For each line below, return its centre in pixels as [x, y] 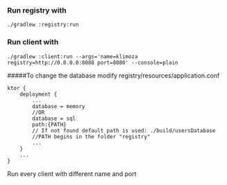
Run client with [33, 42]
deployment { [39, 94]
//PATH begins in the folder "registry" [91, 136]
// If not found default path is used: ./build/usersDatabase [124, 130]
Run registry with [37, 10]
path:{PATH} [50, 124]
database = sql [54, 118]
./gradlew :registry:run [43, 25]
